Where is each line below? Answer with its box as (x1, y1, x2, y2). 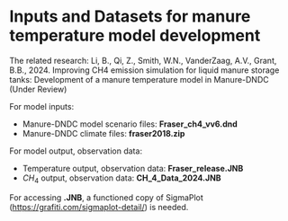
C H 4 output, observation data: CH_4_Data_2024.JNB (22, 172, 222, 185)
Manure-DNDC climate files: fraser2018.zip (22, 128, 185, 138)
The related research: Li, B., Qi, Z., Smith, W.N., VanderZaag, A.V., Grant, (9, 55, 277, 66)
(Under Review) (9, 84, 67, 94)
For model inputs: (9, 101, 75, 111)
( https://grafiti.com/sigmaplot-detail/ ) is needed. (9, 201, 189, 212)
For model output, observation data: (9, 146, 142, 156)
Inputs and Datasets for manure (9, 6, 251, 27)
